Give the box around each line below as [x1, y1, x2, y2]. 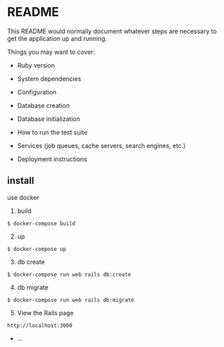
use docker [7, 193, 39, 201]
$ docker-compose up [7, 245, 67, 252]
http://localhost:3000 [7, 322, 73, 329]
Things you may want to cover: [7, 48, 95, 56]
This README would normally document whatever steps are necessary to [7, 27, 217, 35]
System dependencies [17, 74, 82, 83]
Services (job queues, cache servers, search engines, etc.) [17, 141, 186, 149]
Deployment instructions [17, 155, 88, 163]
